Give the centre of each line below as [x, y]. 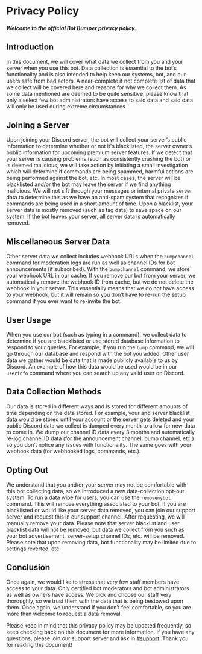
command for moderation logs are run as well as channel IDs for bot [91, 263]
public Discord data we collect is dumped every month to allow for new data [101, 425]
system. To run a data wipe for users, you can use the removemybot [89, 497]
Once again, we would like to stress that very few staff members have [93, 582]
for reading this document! [39, 645]
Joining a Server [38, 125]
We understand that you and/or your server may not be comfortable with [96, 484]
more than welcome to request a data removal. [64, 614]
